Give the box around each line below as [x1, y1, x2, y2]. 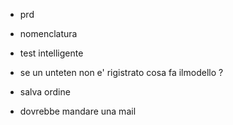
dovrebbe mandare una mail [19, 105, 137, 117]
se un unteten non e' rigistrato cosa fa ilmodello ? [19, 67, 224, 78]
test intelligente [19, 47, 84, 59]
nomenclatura [19, 28, 78, 39]
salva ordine [19, 86, 71, 98]
